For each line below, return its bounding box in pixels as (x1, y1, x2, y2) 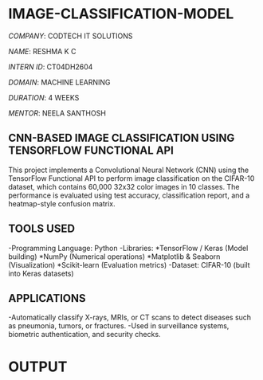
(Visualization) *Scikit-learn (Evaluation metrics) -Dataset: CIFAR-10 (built (8, 260, 250, 269)
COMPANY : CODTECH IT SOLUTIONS (8, 31, 133, 41)
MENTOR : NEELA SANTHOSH (8, 108, 106, 118)
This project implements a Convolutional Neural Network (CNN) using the (8, 165, 249, 174)
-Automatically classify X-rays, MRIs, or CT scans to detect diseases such (8, 312, 252, 323)
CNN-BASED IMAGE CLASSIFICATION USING (8, 131, 235, 145)
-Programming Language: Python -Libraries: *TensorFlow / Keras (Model (8, 243, 249, 253)
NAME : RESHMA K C (8, 46, 77, 56)
